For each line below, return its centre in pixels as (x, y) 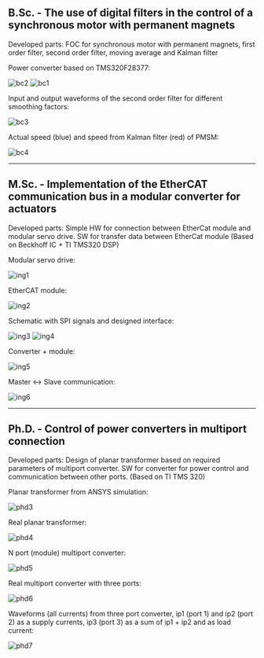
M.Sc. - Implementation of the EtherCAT (108, 184)
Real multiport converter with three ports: (75, 583)
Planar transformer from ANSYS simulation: (78, 492)
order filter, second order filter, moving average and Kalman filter (113, 52)
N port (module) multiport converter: (67, 553)
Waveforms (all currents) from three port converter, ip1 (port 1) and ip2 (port (131, 614)
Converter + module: (42, 351)
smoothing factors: (38, 106)
